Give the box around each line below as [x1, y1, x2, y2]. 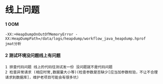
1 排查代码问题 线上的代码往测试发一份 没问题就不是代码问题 [5, 64, 113, 69]
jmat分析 [5, 42, 22, 46]
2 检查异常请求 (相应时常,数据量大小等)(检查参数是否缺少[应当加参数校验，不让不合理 [5, 69, 158, 75]
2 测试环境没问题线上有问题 [5, 52, 61, 58]
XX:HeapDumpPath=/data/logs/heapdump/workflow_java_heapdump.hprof [5, 36, 146, 42]
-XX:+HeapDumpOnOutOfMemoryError [5, 32, 74, 37]
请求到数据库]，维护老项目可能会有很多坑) [5, 75, 80, 80]
